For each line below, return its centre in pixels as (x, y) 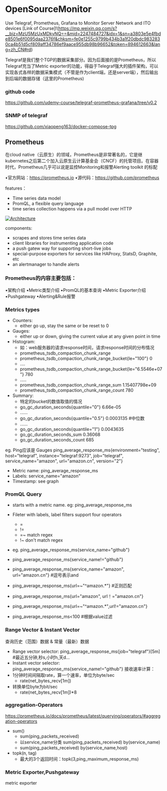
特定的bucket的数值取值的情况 (51, 401)
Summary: (23, 395)
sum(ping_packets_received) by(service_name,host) (74, 748)
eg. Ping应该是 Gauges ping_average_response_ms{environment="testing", (83, 450)
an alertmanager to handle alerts (46, 264)
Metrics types (22, 309)
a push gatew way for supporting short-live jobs (62, 248)
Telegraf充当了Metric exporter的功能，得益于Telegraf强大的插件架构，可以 (82, 66)
